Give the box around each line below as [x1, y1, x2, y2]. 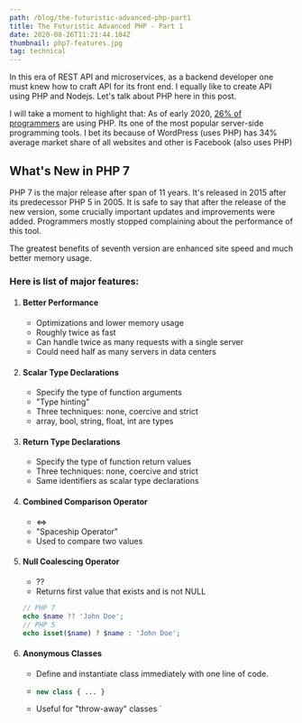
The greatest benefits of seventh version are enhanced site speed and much [9, 243, 294, 254]
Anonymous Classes [22, 647, 102, 659]
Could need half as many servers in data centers [35, 347, 216, 357]
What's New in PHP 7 [9, 163, 131, 179]
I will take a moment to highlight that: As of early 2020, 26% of [9, 108, 242, 119]
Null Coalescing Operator [22, 556, 120, 567]
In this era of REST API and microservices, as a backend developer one [9, 71, 274, 82]
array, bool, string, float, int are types [35, 416, 174, 427]
